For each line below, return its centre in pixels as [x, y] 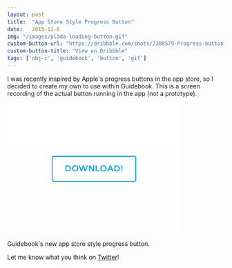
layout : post [26, 15]
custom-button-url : [35, 44]
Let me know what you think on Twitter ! [63, 257]
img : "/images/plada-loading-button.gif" [68, 37]
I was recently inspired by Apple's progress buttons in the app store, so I [110, 79]
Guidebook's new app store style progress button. [79, 243]
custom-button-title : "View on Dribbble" [68, 51]
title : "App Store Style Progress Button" [71, 22]
